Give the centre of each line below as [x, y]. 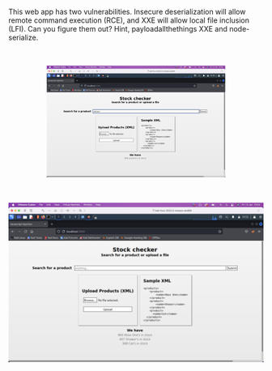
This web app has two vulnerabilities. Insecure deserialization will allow [127, 12]
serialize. [23, 37]
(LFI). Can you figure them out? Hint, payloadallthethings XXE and [118, 29]
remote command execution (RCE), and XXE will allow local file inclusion [129, 20]
